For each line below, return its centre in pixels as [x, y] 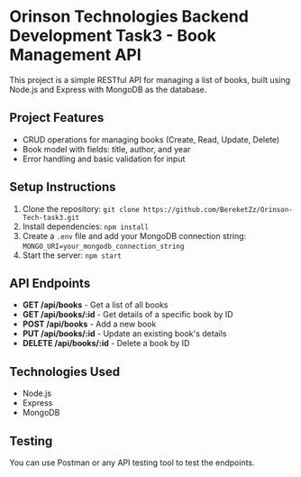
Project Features [57, 118]
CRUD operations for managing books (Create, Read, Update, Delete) [151, 139]
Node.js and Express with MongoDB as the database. [108, 89]
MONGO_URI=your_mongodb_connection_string [103, 246]
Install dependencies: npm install [85, 226]
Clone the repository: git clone [81, 208]
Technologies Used [64, 372]
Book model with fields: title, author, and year [106, 149]
